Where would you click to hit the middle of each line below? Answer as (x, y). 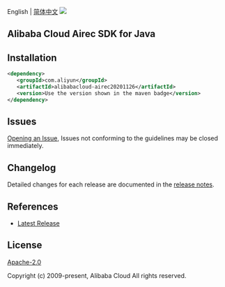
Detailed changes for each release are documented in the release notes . (111, 184)
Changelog (32, 168)
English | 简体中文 (33, 12)
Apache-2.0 (24, 262)
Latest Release (39, 223)
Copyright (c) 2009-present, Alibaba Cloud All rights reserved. (97, 275)
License (25, 245)
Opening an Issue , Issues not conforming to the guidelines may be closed (113, 138)
